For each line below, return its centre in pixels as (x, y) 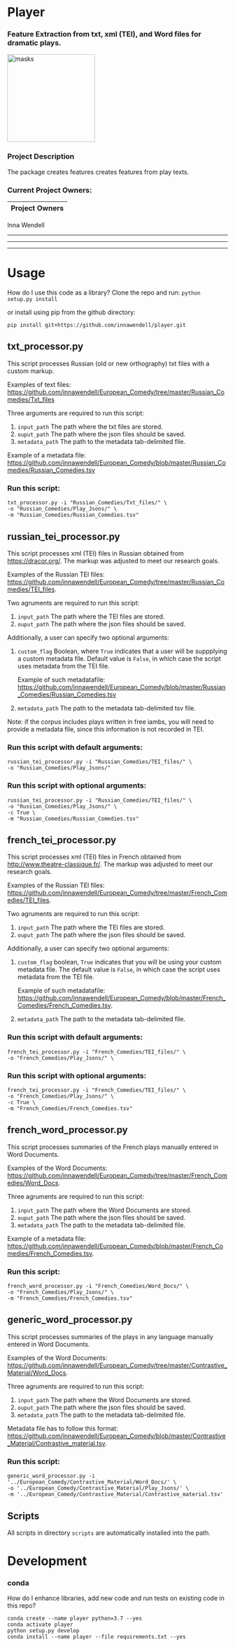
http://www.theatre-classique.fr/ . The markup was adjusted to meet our (110, 864)
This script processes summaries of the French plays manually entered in (113, 1147)
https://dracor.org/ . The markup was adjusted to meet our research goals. (113, 560)
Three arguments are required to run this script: (76, 413)
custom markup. (31, 371)
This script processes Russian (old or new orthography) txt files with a (108, 363)
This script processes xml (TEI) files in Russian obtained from (95, 553)
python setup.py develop (43, 1631)
